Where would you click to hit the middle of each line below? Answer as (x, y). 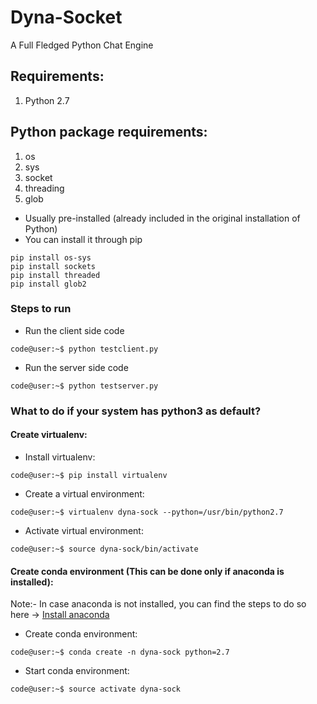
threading (44, 188)
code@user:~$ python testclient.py (84, 349)
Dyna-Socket (66, 17)
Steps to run (41, 309)
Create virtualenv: (49, 435)
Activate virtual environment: (84, 530)
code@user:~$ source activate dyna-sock (96, 689)
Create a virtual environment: (84, 493)
